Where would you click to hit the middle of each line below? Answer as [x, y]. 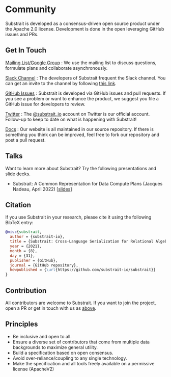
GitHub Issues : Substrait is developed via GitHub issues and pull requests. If [85, 93]
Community [31, 9]
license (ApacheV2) [33, 369]
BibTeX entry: [19, 223]
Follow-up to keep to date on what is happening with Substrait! [71, 119]
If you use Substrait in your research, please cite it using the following [78, 217]
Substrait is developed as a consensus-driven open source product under [83, 23]
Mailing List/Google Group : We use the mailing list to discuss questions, [81, 63]
